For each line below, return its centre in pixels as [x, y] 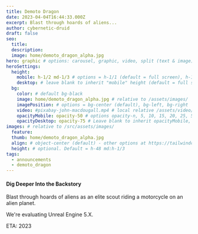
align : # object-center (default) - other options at [79, 143]
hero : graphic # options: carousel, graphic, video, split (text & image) [100, 61]
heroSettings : [24, 66]
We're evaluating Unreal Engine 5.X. [50, 215]
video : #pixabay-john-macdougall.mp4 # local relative [85, 110]
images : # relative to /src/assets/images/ [60, 127]
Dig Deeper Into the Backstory [44, 184]
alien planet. [21, 203]
